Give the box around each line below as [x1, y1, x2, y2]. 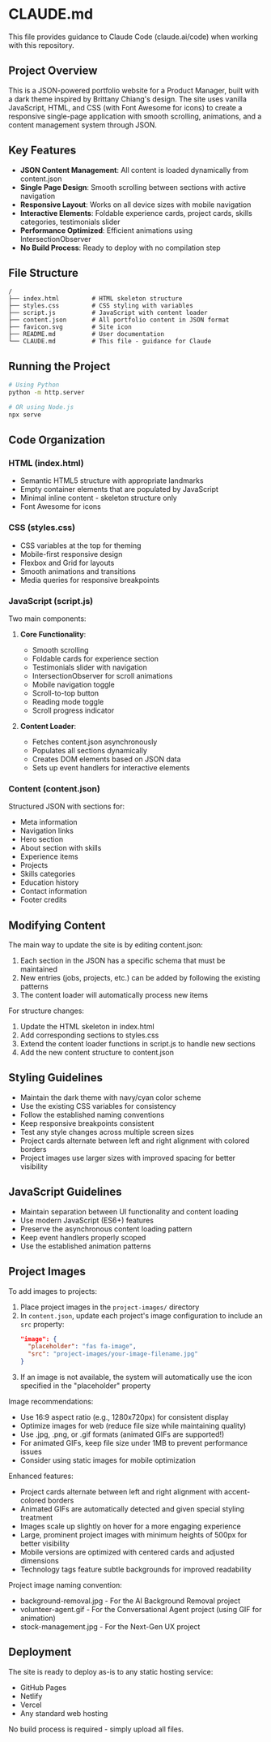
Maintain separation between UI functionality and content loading [19, 1206, 239, 1216]
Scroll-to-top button [32, 688, 100, 698]
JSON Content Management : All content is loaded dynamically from [19, 165, 249, 175]
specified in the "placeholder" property [19, 1381, 151, 1391]
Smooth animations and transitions [19, 566, 136, 576]
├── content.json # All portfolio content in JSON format [8, 316, 230, 325]
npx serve [8, 411, 42, 419]
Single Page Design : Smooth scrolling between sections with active [19, 182, 247, 192]
